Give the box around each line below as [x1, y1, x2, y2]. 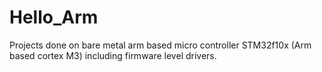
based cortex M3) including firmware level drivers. [9, 49, 217, 61]
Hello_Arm [9, 6, 99, 29]
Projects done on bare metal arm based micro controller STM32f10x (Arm [9, 39, 312, 51]
